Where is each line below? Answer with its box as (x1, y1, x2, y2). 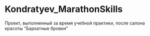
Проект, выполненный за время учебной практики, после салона (5, 20, 145, 26)
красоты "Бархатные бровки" (5, 25, 68, 31)
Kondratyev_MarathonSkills (5, 3, 123, 15)
